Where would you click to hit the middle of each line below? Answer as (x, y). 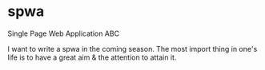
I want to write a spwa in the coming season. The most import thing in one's (132, 49)
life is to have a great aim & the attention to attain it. (92, 57)
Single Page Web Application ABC (64, 33)
